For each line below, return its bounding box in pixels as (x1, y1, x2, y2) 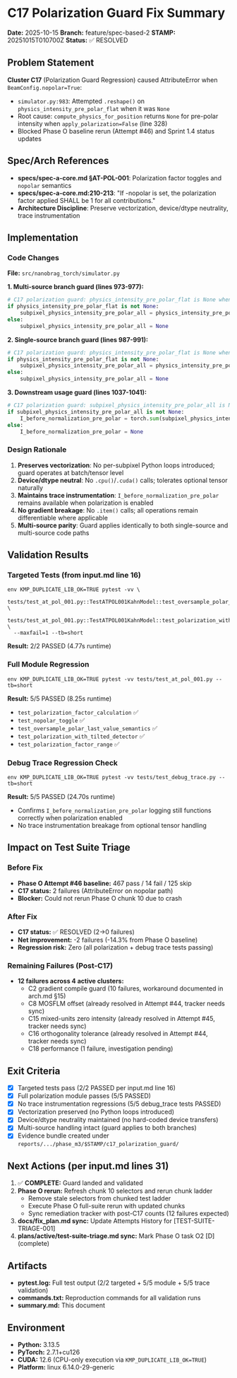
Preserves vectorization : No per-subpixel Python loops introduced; (17, 461, 215, 469)
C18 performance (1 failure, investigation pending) (28, 1044, 174, 1053)
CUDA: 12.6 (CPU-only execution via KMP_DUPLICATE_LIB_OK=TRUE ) (17, 1355, 207, 1364)
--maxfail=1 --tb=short (13, 629, 83, 637)
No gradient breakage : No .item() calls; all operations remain (17, 506, 199, 514)
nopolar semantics (17, 181, 72, 189)
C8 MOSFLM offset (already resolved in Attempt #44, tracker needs (28, 999, 226, 1008)
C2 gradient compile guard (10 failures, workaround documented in (28, 984, 224, 993)
